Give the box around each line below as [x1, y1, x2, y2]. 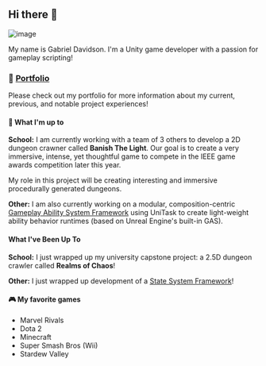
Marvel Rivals [19, 315, 64, 325]
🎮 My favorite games [8, 295, 81, 304]
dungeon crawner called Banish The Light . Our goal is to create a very [8, 144, 240, 153]
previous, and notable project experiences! [8, 99, 148, 109]
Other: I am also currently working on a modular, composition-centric [8, 199, 236, 209]
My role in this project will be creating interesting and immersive [8, 175, 218, 185]
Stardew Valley [19, 349, 69, 358]
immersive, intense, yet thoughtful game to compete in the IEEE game [8, 152, 236, 161]
